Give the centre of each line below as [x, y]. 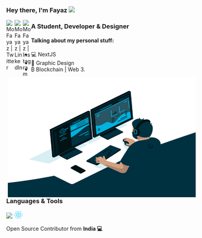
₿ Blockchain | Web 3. [58, 70]
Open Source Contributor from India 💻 [54, 229]
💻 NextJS [44, 55]
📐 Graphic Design [53, 63]
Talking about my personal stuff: [72, 41]
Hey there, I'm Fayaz [37, 10]
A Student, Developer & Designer [80, 26]
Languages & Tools [35, 201]
